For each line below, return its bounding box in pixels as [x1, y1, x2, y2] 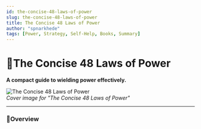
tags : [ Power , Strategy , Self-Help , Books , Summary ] [6, 31, 141, 37]
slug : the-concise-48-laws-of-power [6, 14, 98, 20]
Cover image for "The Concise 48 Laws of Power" [6, 94, 130, 102]
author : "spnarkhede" [6, 25, 60, 32]
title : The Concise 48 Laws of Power [6, 20, 100, 26]
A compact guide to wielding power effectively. [6, 76, 127, 84]
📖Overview [6, 115, 39, 123]
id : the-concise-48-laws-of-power [6, 8, 93, 15]
